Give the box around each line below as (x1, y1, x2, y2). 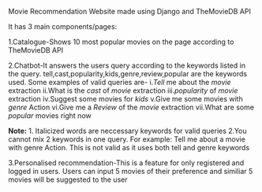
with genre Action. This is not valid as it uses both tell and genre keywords (8, 143, 250, 152)
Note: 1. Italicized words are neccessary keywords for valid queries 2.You (8, 126, 247, 135)
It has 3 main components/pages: (8, 22, 118, 31)
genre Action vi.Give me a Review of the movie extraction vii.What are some (8, 102, 255, 112)
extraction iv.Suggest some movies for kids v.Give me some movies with (8, 94, 243, 103)
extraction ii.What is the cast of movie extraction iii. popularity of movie (8, 86, 238, 95)
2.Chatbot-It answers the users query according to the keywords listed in (8, 61, 246, 70)
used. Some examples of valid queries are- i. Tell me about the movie (8, 78, 231, 87)
